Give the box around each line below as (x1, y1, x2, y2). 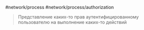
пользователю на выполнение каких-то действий (17, 19, 127, 25)
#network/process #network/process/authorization (5, 4, 114, 10)
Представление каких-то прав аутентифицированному (17, 14, 139, 19)
